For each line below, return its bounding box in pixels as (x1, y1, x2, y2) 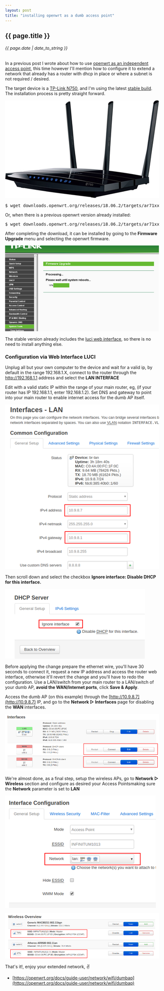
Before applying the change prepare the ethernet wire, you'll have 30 (5, 664, 144, 669)
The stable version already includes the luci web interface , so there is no (5, 336, 151, 342)
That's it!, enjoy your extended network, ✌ (5, 964, 90, 970)
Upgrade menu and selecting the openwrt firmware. (5, 236, 110, 242)
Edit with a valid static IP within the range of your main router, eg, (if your (5, 384, 152, 390)
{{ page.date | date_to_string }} (5, 45, 68, 51)
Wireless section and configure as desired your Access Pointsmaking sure (5, 781, 155, 787)
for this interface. (5, 579, 41, 585)
